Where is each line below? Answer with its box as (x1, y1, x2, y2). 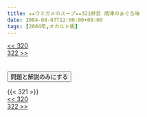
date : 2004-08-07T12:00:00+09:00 (7, 17, 103, 23)
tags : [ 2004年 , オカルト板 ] (7, 23, 78, 30)
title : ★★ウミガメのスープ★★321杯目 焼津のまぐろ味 (7, 10, 140, 17)
